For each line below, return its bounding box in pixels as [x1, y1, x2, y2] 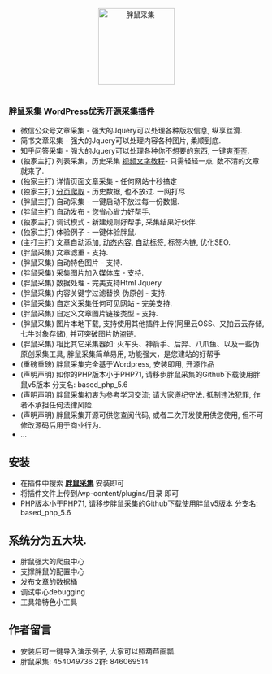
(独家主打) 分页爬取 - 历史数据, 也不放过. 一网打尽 [19, 187, 186, 197]
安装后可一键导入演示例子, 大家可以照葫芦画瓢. [19, 646, 176, 656]
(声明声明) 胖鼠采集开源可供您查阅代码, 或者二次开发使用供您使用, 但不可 [19, 411, 264, 420]
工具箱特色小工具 [19, 597, 78, 607]
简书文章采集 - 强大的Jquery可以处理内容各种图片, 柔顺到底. [19, 136, 222, 146]
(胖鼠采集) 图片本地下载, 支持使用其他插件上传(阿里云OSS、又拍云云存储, [19, 319, 265, 328]
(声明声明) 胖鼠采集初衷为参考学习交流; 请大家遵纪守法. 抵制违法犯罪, [19, 390, 252, 400]
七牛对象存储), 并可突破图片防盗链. [19, 329, 136, 339]
